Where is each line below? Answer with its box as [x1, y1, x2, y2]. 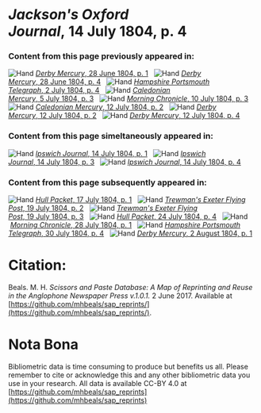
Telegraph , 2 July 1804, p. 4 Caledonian [8, 86, 171, 95]
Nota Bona [8, 335, 79, 354]
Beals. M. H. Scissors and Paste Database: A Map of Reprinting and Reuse [8, 283, 253, 293]
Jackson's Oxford [8, 6, 129, 24]
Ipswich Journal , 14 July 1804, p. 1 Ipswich [35, 148, 206, 158]
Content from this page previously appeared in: [8, 51, 194, 62]
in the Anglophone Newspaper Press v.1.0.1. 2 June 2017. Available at [8, 291, 232, 300]
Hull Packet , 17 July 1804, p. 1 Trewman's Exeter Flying [35, 195, 246, 205]
